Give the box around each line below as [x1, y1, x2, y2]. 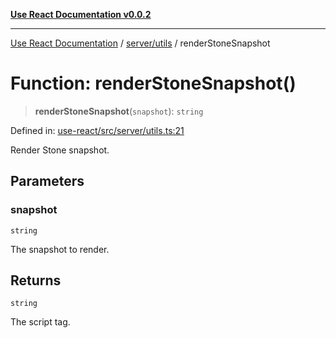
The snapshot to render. [10, 243, 110, 255]
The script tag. [10, 316, 71, 328]
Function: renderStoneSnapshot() [10, 72, 297, 95]
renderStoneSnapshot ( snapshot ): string [34, 105, 204, 117]
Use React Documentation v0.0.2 [10, 9, 152, 20]
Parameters [10, 173, 85, 190]
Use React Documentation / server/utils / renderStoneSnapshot [10, 37, 271, 49]
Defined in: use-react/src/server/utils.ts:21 [10, 124, 185, 136]
